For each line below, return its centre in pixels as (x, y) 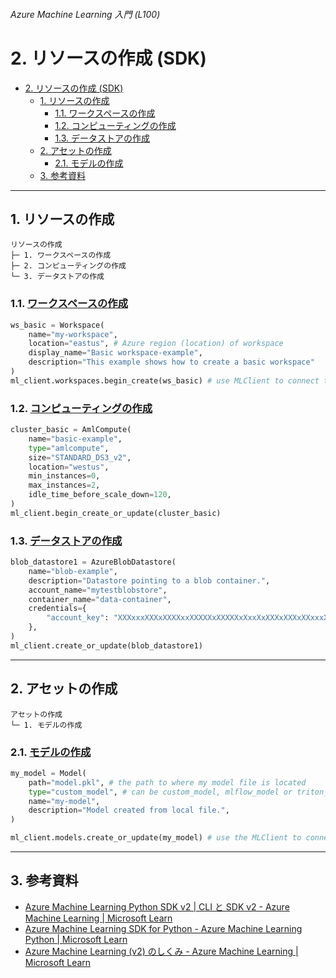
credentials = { (57, 609)
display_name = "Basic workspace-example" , (115, 353)
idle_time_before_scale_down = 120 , (100, 495)
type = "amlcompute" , (69, 448)
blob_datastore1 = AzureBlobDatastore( (93, 562)
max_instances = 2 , (64, 485)
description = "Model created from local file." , (129, 810)
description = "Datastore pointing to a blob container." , (149, 580)
